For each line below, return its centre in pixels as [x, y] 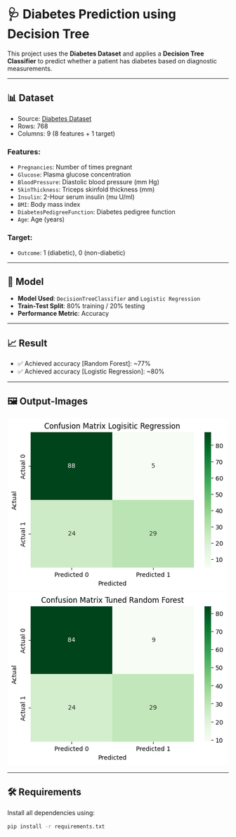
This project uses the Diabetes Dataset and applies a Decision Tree [106, 53]
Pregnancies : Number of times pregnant [75, 167]
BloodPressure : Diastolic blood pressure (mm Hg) [88, 182]
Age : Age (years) [41, 219]
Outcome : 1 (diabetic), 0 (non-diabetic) [71, 253]
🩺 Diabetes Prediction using [92, 14]
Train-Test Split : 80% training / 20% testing [81, 306]
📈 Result [27, 343]
